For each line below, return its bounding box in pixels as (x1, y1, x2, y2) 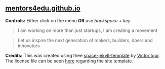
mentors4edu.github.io (5, 4, 81, 13)
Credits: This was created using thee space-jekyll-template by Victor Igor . (5, 52, 160, 58)
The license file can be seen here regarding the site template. (5, 58, 133, 64)
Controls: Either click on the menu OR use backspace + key (5, 17, 131, 23)
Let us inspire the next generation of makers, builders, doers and (17, 37, 153, 43)
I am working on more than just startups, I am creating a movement (17, 27, 158, 33)
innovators (17, 43, 40, 49)
